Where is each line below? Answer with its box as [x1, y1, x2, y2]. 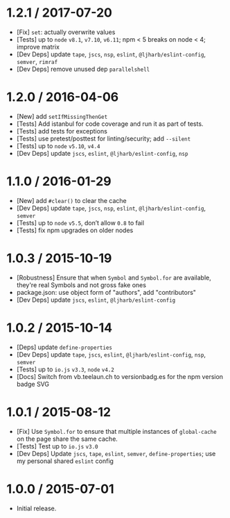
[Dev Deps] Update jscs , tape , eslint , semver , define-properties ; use [16, 449, 216, 458]
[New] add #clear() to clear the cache [16, 196, 127, 204]
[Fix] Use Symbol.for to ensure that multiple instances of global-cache [16, 427, 217, 435]
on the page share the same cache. [16, 435, 118, 443]
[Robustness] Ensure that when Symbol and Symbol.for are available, [16, 273, 212, 282]
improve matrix [16, 42, 60, 51]
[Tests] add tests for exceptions [16, 127, 108, 135]
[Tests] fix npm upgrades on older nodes [16, 226, 134, 234]
